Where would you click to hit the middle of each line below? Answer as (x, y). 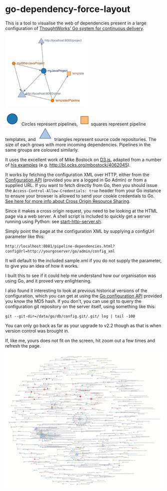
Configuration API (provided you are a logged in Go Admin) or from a (76, 180)
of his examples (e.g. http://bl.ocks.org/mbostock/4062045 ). (68, 165)
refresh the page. (23, 345)
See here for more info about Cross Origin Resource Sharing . (68, 201)
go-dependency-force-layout (68, 9)
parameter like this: (25, 236)
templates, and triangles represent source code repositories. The (81, 139)
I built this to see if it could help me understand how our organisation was (81, 275)
